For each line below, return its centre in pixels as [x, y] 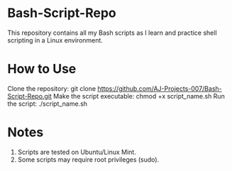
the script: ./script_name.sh [47, 104]
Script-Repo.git [29, 96]
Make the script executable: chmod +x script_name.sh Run [139, 96]
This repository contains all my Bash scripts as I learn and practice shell [112, 33]
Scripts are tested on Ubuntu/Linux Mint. [77, 152]
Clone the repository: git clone [52, 88]
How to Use [42, 69]
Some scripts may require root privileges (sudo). [88, 159]
